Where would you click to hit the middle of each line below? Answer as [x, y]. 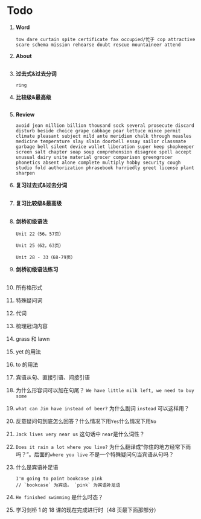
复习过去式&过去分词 [41, 185]
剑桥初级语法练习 [37, 269]
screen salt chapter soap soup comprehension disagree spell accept [104, 152]
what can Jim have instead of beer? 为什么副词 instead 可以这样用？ [102, 408]
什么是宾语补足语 [37, 467]
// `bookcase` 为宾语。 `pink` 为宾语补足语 [68, 485]
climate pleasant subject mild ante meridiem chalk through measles [104, 136]
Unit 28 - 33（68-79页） [46, 257]
